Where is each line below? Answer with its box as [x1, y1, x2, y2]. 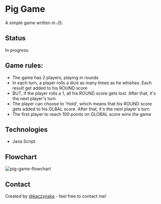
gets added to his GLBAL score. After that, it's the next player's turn [12, 106, 150, 112]
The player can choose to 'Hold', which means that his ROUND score [12, 101, 152, 106]
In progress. [5, 47, 30, 53]
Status [5, 34, 26, 42]
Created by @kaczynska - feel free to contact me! [5, 193, 107, 199]
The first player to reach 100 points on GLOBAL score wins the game [12, 111, 152, 117]
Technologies [5, 125, 48, 134]
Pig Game [5, 3, 45, 15]
